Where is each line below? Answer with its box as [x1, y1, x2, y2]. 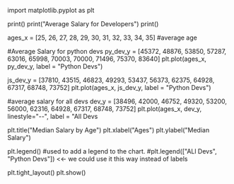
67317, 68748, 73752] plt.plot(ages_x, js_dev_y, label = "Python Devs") [7, 84, 211, 91]
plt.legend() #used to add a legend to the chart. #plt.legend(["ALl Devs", [7, 147, 217, 155]
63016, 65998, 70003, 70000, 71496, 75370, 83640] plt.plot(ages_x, [7, 54, 207, 63]
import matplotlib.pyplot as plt [7, 6, 95, 14]
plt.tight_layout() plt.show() [7, 168, 86, 176]
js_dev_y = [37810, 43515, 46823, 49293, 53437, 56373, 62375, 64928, [7, 76, 215, 84]
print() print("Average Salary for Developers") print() [7, 20, 159, 28]
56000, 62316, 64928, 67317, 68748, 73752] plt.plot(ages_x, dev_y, [7, 105, 202, 113]
